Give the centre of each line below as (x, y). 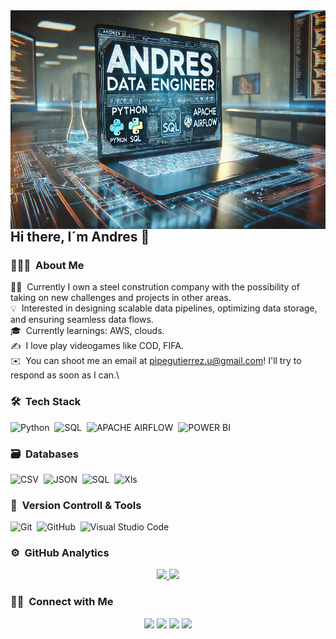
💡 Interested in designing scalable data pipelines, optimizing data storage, (164, 308)
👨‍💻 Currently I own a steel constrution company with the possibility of (155, 287)
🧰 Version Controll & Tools (76, 505)
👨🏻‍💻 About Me (47, 265)
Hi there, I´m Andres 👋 (80, 237)
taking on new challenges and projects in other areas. (121, 298)
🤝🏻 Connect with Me (62, 602)
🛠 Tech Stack (46, 402)
